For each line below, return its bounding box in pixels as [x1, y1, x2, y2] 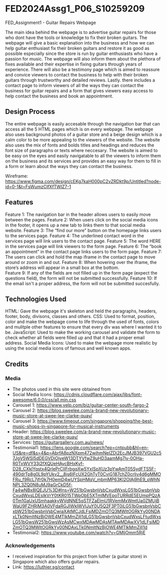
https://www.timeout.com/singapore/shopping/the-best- [37, 418, 154, 424]
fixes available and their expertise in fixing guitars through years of [5, 61, 143, 67]
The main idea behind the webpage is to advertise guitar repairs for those [5, 29, 157, 35]
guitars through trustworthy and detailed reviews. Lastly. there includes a [5, 77, 156, 83]
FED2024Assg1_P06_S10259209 [5, 3, 145, 14]
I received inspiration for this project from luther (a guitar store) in [12, 553, 147, 559]
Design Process [5, 107, 55, 116]
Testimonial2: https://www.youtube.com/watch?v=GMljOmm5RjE [12, 529, 146, 535]
